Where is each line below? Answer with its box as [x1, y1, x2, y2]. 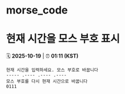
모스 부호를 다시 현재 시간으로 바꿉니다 [6, 79, 88, 85]
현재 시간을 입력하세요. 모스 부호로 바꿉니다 [6, 67, 99, 73]
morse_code [6, 4, 68, 17]
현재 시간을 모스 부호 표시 [6, 32, 120, 46]
